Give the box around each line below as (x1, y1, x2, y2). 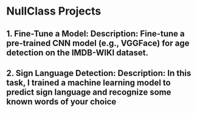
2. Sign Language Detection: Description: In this (6, 68, 192, 78)
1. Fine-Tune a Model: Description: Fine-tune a (6, 29, 185, 39)
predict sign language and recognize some (6, 87, 171, 97)
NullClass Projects (6, 4, 102, 18)
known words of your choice (6, 96, 117, 107)
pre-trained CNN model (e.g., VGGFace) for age (6, 38, 190, 48)
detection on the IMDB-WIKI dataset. (6, 47, 149, 58)
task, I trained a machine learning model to (6, 77, 171, 87)
